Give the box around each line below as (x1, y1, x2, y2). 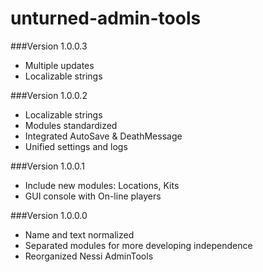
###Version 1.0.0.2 (10, 89, 88, 101)
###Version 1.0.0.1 (10, 160, 85, 172)
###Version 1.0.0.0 (10, 209, 88, 221)
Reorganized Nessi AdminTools (24, 250, 154, 262)
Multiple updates (24, 59, 95, 71)
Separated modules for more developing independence (24, 239, 253, 251)
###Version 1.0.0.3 (10, 40, 88, 52)
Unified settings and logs (24, 140, 128, 152)
